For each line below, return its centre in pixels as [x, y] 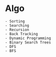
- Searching [17, 25]
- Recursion [17, 29]
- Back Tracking [21, 34]
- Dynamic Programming [28, 38]
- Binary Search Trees [28, 42]
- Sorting [15, 21]
